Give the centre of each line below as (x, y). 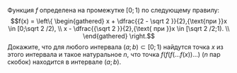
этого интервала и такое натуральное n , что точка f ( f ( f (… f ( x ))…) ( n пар (114, 54)
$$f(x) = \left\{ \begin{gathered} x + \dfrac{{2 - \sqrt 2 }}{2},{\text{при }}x (119, 21)
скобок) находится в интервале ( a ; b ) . (64, 62)
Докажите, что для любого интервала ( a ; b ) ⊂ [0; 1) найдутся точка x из (116, 47)
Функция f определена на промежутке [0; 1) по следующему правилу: (114, 10)
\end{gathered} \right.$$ (119, 36)
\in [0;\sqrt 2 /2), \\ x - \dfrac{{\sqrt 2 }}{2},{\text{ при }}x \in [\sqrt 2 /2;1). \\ (119, 28)
